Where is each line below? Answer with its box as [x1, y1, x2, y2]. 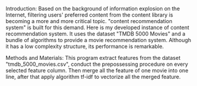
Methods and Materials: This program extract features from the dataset [5, 55, 181, 61]
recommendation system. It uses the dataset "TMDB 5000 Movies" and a [5, 30, 186, 37]
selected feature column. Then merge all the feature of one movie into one [5, 67, 189, 74]
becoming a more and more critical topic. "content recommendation [5, 18, 173, 24]
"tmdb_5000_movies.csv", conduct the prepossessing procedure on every [5, 60, 189, 68]
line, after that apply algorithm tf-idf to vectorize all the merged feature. [5, 74, 181, 80]
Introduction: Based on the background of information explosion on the [5, 5, 180, 12]
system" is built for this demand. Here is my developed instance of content [5, 24, 189, 31]
